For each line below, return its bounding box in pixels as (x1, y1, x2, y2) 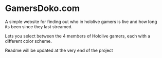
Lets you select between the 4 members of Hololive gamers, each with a (5, 33, 150, 39)
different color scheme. (5, 38, 52, 44)
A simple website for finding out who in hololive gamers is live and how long (5, 19, 157, 24)
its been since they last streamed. (5, 23, 73, 29)
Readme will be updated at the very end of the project (5, 47, 113, 53)
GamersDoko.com (5, 3, 80, 14)
